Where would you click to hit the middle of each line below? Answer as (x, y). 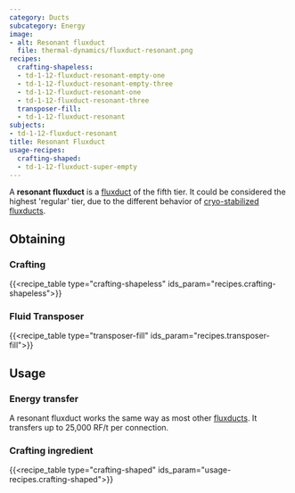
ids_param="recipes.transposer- (210, 336)
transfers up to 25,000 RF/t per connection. (89, 428)
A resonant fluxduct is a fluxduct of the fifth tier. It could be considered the (148, 192)
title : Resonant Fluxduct (57, 142)
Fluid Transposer (47, 316)
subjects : (28, 126)
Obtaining (37, 238)
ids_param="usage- (194, 470)
